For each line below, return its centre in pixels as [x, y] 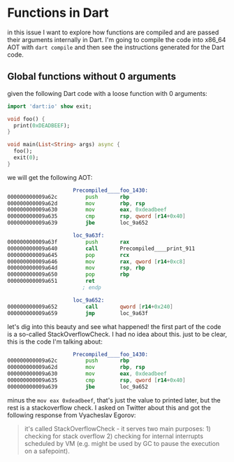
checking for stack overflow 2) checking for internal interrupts [114, 436]
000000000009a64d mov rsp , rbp [76, 268]
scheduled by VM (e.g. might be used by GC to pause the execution [122, 443]
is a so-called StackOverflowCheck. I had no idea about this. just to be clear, [117, 334]
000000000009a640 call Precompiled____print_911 [101, 248]
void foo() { [26, 119]
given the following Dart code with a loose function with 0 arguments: [107, 93]
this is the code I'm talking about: [55, 342]
